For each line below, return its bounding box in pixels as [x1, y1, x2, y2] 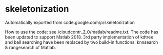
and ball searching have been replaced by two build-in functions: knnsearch [5, 39, 158, 45]
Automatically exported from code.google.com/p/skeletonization [5, 19, 135, 25]
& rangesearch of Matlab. [5, 44, 56, 50]
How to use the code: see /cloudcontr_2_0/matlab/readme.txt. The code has [5, 29, 159, 35]
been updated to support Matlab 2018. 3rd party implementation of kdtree [5, 34, 154, 40]
